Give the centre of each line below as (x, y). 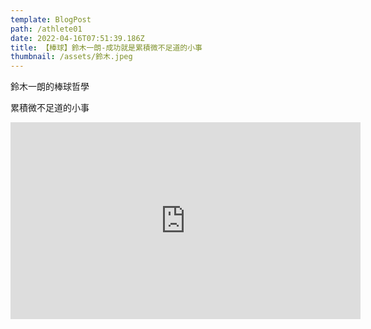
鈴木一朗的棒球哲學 (50, 87)
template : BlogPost (51, 19)
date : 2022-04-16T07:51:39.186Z (77, 38)
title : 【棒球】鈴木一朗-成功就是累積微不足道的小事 (106, 47)
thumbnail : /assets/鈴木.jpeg (71, 57)
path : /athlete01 (46, 29)
